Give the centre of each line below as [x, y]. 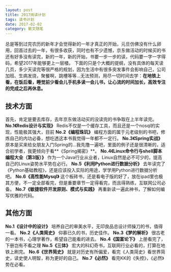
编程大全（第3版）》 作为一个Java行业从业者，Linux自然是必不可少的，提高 [84, 157]
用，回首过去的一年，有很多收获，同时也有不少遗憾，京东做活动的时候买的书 [85, 50]
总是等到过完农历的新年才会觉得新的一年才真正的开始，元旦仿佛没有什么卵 [83, 44]
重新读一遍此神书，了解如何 [132, 189]
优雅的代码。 [23, 195]
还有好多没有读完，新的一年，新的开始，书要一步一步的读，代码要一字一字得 [85, 57]
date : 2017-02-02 [24, 24]
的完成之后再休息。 [25, 88]
